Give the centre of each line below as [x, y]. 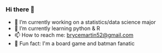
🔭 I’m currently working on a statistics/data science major [85, 22]
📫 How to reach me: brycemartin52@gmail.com [74, 35]
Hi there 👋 [20, 9]
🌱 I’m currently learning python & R [57, 28]
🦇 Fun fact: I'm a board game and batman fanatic [74, 44]
